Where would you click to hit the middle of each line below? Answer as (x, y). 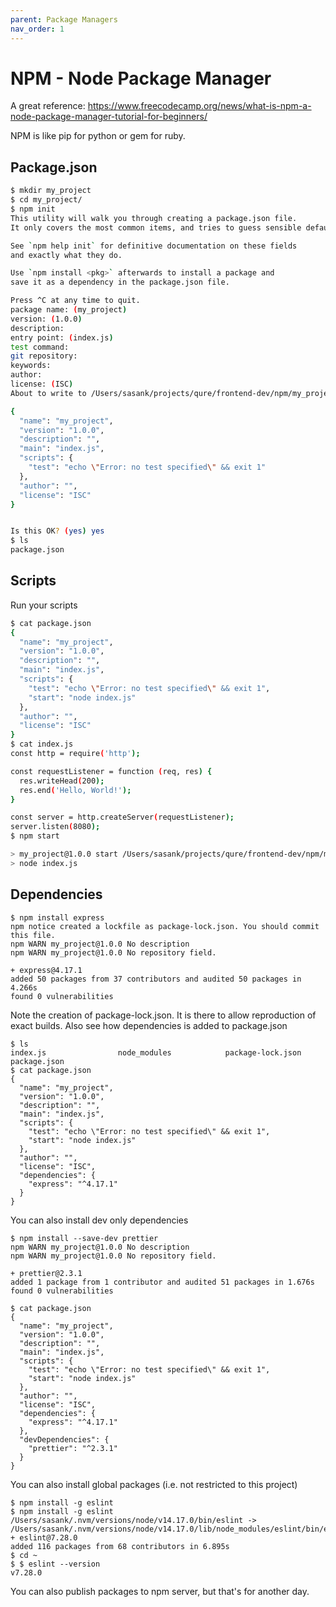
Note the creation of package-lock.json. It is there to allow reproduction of (163, 1015)
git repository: (44, 356)
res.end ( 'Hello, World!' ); (75, 790)
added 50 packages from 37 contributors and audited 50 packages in (156, 979)
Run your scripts (44, 605)
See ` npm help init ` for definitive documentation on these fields (154, 246)
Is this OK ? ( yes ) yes (57, 531)
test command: (40, 347)
